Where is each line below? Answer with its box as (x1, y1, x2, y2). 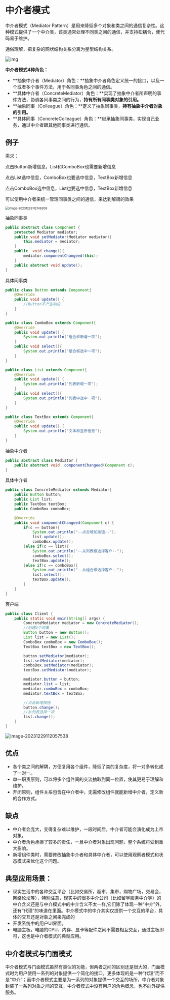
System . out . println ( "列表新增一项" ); (23, 381, 99, 387)
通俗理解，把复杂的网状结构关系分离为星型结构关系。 (5, 46, 116, 52)
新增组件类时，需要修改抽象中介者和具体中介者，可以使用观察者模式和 (12, 851, 159, 858)
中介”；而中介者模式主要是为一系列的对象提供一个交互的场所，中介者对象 (12, 977, 164, 983)
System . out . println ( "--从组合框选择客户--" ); (32, 568, 124, 573)
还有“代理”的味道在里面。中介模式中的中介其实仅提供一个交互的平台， (12, 907, 159, 914)
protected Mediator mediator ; (14, 229, 78, 234)
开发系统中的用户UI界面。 (12, 920, 66, 926)
